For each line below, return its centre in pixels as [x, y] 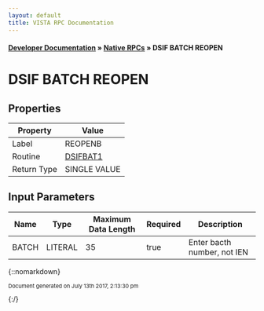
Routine [26, 156]
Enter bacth [210, 242]
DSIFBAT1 [84, 156]
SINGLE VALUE [93, 170]
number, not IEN [218, 252]
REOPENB [83, 144]
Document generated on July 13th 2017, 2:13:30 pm [73, 286]
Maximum [112, 219]
